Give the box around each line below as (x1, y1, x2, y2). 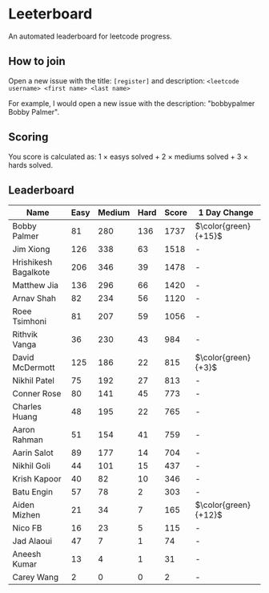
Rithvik (12, 329, 38, 340)
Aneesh (12, 549, 42, 560)
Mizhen (12, 510, 41, 521)
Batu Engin (12, 486, 54, 498)
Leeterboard (8, 5, 93, 23)
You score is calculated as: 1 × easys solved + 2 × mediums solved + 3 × (8, 152, 248, 161)
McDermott (12, 362, 55, 373)
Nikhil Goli (12, 461, 50, 472)
